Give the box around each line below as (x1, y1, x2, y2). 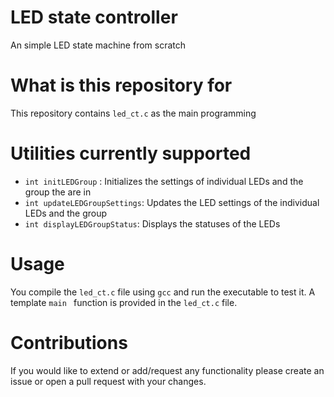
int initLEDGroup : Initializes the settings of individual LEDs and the (24, 175, 304, 187)
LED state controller (10, 6, 178, 29)
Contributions (10, 331, 128, 354)
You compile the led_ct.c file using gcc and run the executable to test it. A (10, 286, 316, 298)
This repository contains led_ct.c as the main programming (10, 107, 257, 119)
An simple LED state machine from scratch (10, 39, 187, 51)
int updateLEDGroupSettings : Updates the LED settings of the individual (24, 196, 320, 208)
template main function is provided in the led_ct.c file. (10, 296, 238, 308)
